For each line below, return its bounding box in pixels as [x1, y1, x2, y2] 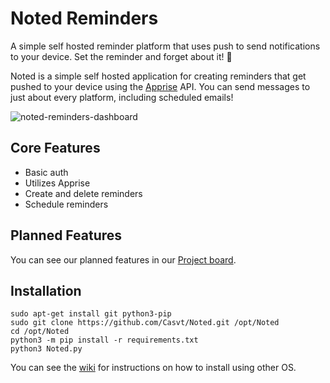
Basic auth [24, 166, 69, 178]
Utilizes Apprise [24, 177, 91, 189]
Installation [10, 282, 82, 299]
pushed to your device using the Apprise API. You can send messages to [10, 80, 311, 92]
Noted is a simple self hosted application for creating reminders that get [10, 70, 307, 82]
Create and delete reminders [24, 187, 143, 199]
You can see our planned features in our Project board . [10, 253, 237, 266]
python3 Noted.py [10, 344, 83, 354]
